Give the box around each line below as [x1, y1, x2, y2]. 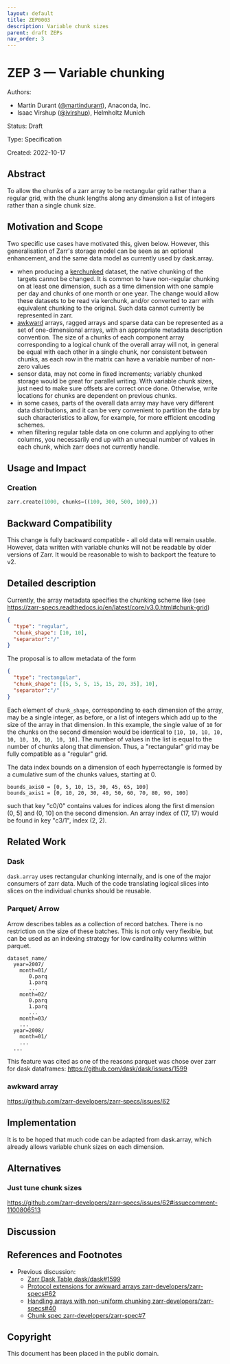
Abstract [7, 168, 46, 180]
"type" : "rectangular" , [13, 674, 81, 681]
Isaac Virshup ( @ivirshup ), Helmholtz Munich [16, 109, 146, 117]
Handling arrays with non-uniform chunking [27, 1297, 151, 1305]
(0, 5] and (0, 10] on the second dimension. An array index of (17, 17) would [7, 809, 218, 817]
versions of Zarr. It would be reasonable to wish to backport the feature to [7, 550, 216, 559]
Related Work [7, 836, 67, 848]
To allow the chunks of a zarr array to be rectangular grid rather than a [7, 186, 207, 194]
